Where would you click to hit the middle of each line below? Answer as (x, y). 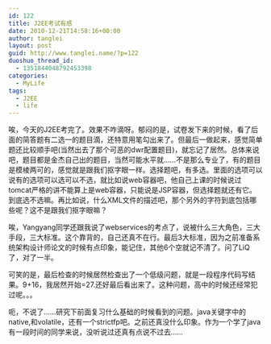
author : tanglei (35, 38)
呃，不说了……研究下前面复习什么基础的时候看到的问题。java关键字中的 (127, 312)
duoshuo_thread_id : (41, 61)
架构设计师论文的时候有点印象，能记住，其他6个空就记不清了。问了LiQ (132, 247)
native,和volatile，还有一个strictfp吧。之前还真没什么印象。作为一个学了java (135, 322)
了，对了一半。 (33, 258)
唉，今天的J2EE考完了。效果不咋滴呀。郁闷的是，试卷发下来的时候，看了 (130, 130)
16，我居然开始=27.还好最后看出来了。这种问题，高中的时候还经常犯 (144, 285)
